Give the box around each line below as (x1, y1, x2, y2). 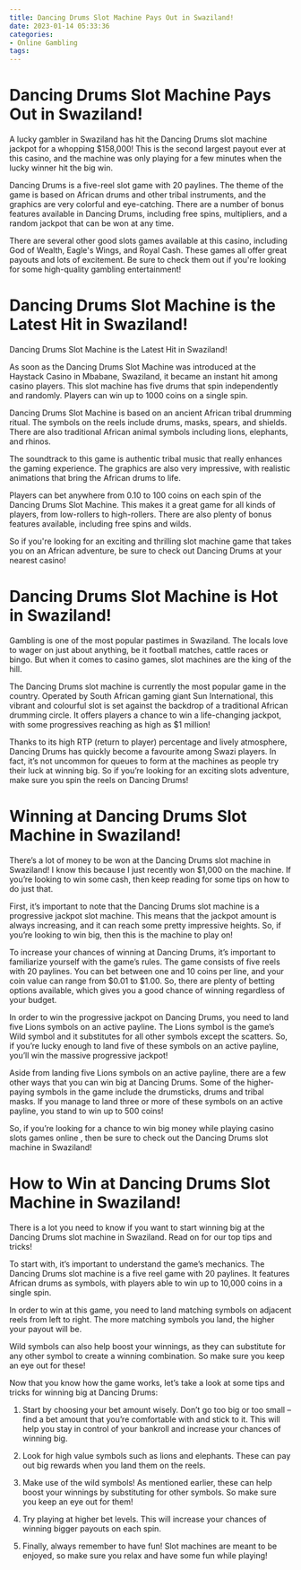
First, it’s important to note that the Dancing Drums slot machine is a (9, 901, 260, 911)
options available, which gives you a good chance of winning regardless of (9, 984, 285, 996)
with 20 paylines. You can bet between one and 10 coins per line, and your (9, 965, 285, 976)
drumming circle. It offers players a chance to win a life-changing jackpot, (9, 710, 282, 720)
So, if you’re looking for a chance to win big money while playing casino (9, 1122, 275, 1133)
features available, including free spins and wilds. (9, 519, 192, 529)
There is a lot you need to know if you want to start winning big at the (9, 1222, 265, 1233)
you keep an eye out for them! (21, 1496, 133, 1507)
